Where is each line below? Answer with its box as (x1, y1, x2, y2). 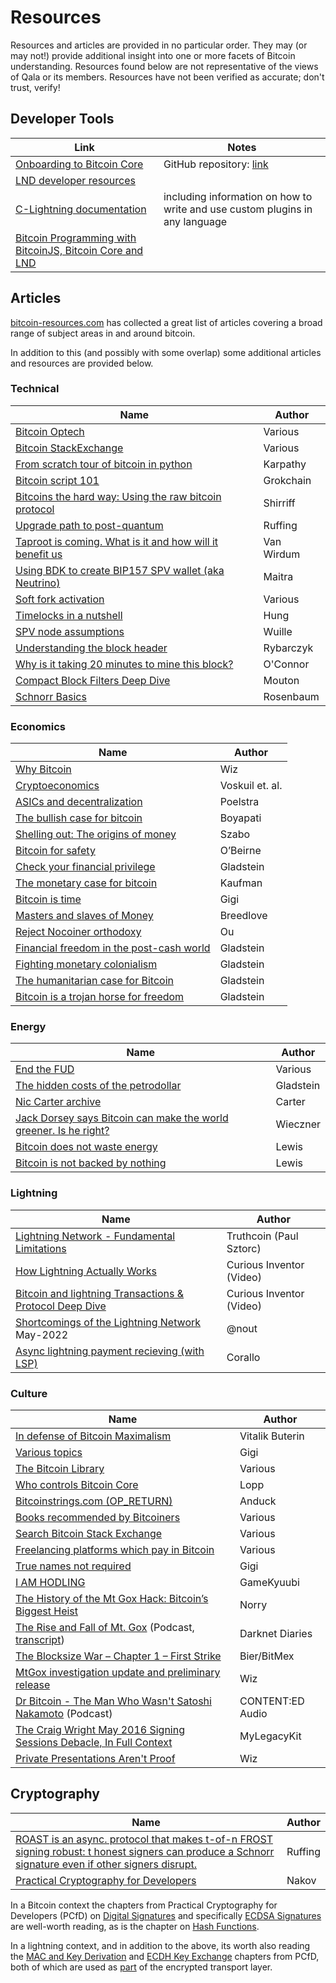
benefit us (15, 547, 63, 561)
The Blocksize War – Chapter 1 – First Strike (15, 1649, 222, 1663)
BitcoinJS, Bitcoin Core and (15, 243, 144, 257)
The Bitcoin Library (15, 1462, 105, 1476)
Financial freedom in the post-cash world (15, 941, 211, 955)
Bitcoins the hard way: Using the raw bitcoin (15, 489, 222, 503)
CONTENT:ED (239, 1694, 305, 1708)
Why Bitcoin (15, 762, 72, 776)
